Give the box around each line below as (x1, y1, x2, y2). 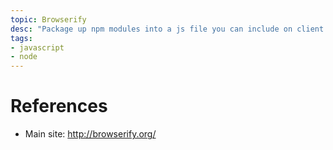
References (10, 95, 108, 118)
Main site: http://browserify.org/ (24, 128, 157, 140)
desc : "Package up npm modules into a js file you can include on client (10, 24, 325, 34)
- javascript (10, 42, 65, 53)
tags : (10, 33, 33, 43)
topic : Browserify (10, 14, 87, 25)
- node (10, 52, 38, 62)
